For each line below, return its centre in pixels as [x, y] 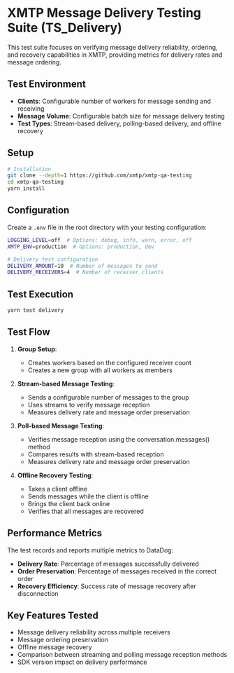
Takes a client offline [58, 489]
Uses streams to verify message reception [89, 405]
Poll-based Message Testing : [61, 426]
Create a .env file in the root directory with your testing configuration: [107, 227]
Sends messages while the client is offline [88, 496]
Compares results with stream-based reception [96, 454]
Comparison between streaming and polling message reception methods [122, 655]
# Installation [29, 169]
